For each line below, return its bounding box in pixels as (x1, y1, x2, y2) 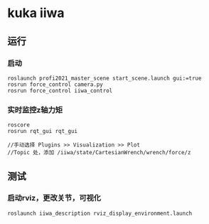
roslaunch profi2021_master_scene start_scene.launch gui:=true (7, 75, 202, 82)
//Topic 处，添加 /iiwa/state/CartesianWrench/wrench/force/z (7, 149, 191, 156)
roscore (7, 122, 31, 129)
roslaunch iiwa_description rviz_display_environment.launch (7, 210, 193, 217)
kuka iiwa (7, 5, 65, 21)
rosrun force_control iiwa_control (7, 87, 113, 94)
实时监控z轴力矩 (7, 105, 63, 114)
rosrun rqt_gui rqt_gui (7, 128, 78, 135)
